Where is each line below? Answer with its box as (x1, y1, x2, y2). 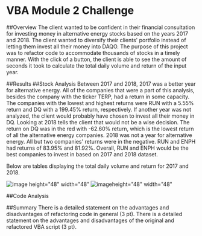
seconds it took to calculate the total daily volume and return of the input (6, 62, 187, 69)
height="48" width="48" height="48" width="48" (29, 180, 173, 188)
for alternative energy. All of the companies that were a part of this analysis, (6, 86, 195, 94)
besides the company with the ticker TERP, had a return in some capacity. (6, 93, 190, 100)
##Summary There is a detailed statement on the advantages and (6, 203, 169, 211)
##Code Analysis (6, 192, 49, 199)
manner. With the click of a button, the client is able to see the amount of (6, 56, 187, 63)
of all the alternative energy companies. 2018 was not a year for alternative (6, 131, 192, 139)
